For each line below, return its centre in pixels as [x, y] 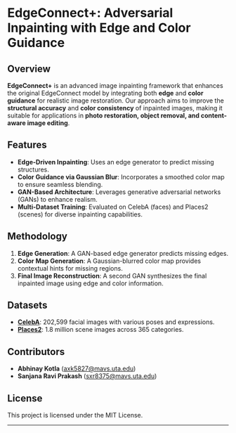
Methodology [38, 237]
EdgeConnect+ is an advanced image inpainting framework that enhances [115, 85]
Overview [29, 69]
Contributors [36, 352]
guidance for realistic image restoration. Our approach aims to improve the [116, 101]
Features [27, 145]
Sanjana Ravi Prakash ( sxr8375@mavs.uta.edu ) [87, 376]
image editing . [48, 123]
